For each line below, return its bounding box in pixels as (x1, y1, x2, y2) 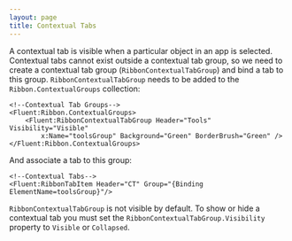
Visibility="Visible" (9, 123, 89, 133)
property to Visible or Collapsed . (9, 222, 130, 232)
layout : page (9, 12, 58, 22)
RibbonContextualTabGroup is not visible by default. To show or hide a (9, 203, 261, 214)
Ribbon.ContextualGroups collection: (9, 83, 141, 94)
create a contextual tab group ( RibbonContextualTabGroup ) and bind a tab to (9, 64, 284, 75)
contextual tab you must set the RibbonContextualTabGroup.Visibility (9, 212, 265, 222)
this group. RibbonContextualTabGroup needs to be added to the (9, 74, 240, 84)
